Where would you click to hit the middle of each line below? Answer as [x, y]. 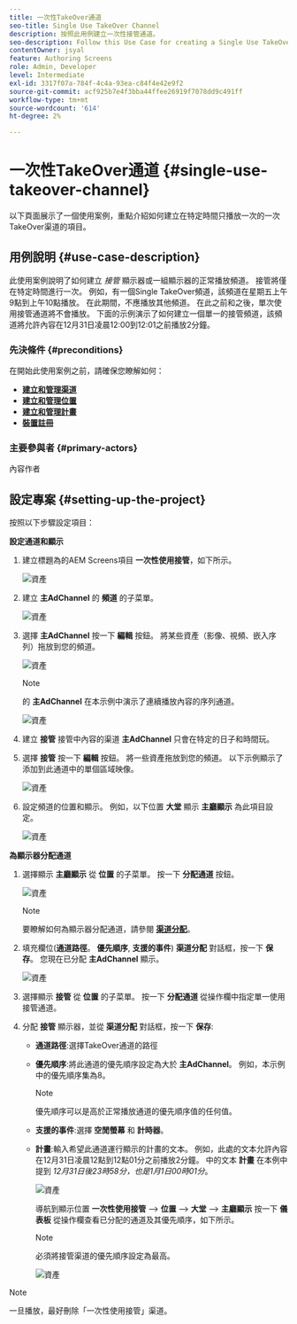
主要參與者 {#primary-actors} [74, 448]
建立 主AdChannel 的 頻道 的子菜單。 [90, 598]
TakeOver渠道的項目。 [50, 227]
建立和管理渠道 [49, 390]
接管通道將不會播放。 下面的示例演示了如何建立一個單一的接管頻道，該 [145, 313]
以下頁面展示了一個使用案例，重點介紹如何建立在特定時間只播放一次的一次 [145, 216]
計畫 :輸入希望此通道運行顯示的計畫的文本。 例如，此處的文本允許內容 [161, 1149]
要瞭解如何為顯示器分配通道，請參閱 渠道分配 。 [108, 929]
